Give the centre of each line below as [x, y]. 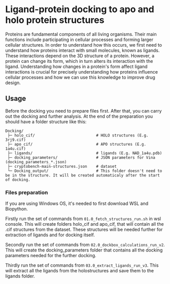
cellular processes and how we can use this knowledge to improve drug [80, 77]
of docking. [18, 180]
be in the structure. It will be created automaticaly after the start [82, 175]
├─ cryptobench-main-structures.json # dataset [62, 166]
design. [13, 83]
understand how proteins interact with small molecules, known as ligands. [82, 50]
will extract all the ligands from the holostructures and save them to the [80, 271]
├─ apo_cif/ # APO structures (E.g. [77, 144]
